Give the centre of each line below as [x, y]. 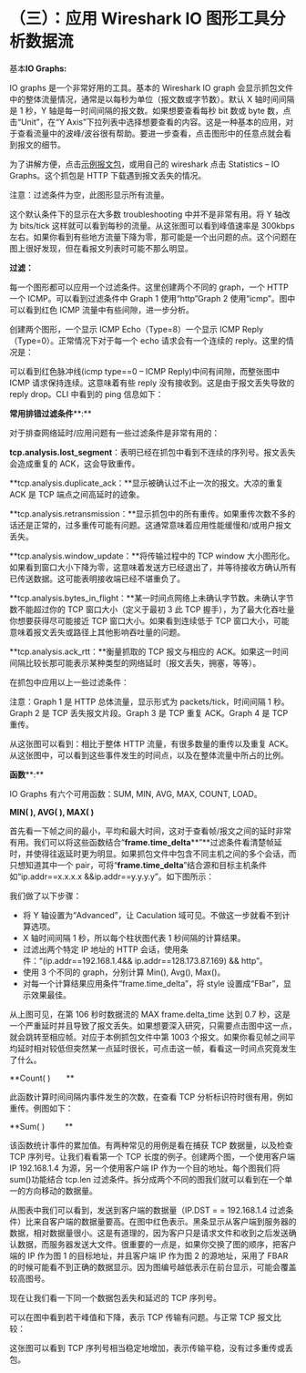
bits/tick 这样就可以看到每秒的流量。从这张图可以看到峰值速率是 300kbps [157, 225]
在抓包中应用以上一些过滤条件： [69, 682]
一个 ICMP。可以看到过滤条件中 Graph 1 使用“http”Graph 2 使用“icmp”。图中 [153, 298]
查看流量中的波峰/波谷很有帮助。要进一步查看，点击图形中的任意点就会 [150, 133]
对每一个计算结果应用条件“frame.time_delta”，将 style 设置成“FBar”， [153, 983]
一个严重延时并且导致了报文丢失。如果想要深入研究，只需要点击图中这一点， [153, 1025]
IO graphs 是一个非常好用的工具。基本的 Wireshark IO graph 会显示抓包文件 [152, 87]
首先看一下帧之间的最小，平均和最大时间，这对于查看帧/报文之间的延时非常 [151, 831]
